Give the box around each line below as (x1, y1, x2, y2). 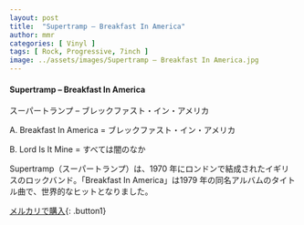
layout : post (9, 13, 59, 23)
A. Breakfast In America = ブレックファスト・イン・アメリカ (9, 125, 236, 136)
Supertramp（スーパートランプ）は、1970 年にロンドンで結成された (9, 163, 267, 174)
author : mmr (9, 30, 55, 39)
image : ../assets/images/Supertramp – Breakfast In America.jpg (9, 56, 259, 65)
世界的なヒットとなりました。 (40, 186, 153, 197)
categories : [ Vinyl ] (9, 38, 96, 48)
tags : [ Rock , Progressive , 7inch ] (9, 47, 149, 56)
